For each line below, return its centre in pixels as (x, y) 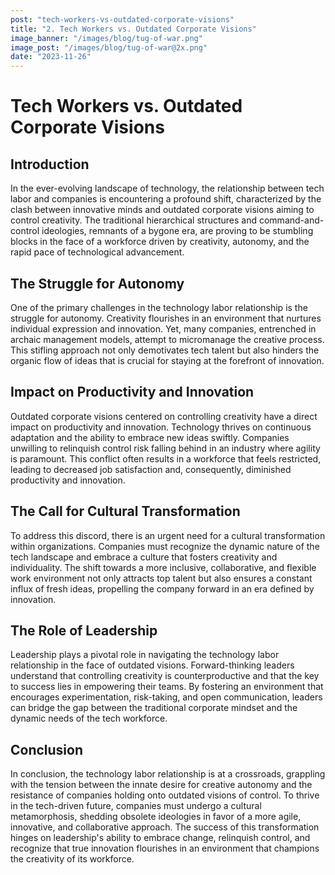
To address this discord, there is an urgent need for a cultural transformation (168, 535)
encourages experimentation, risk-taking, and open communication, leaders (166, 697)
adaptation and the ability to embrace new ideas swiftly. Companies (150, 437)
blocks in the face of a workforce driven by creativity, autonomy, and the (160, 242)
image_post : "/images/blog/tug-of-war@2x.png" (109, 47)
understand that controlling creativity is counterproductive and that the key (165, 676)
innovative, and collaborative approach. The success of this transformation (165, 827)
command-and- (291, 220)
